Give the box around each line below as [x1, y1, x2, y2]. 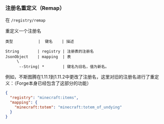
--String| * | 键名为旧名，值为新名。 [18, 64, 109, 69]
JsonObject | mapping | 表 [5, 55, 72, 60]
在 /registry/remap [5, 17, 46, 23]
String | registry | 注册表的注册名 [5, 49, 94, 54]
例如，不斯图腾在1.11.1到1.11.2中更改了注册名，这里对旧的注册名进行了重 [5, 74, 155, 80]
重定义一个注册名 [5, 28, 41, 34]
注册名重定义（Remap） [5, 4, 65, 11]
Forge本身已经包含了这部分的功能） [16, 80, 91, 86]
